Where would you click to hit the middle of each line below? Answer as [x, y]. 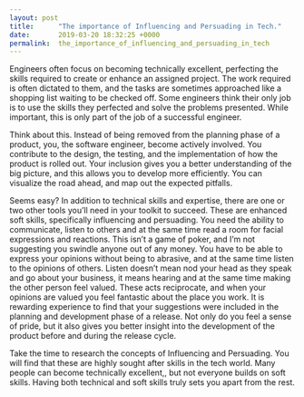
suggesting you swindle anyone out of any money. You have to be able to [146, 249]
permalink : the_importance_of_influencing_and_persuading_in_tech [140, 43]
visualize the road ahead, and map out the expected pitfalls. [121, 184]
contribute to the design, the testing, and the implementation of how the [144, 154]
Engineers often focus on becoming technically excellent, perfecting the [144, 69]
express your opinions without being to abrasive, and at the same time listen [152, 259]
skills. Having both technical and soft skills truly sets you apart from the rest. [152, 382]
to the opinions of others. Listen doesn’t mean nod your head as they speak [151, 268]
